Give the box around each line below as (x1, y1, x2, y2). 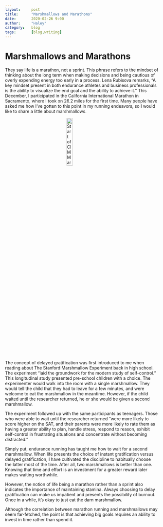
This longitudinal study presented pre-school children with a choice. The (5, 375, 151, 381)
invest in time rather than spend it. (5, 516, 74, 522)
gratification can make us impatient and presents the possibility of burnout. (5, 491, 156, 497)
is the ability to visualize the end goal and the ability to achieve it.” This (5, 87, 147, 93)
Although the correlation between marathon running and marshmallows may (5, 506, 158, 512)
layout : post (5, 7, 40, 12)
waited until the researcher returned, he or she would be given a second (5, 396, 150, 402)
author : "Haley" (5, 20, 47, 26)
